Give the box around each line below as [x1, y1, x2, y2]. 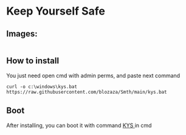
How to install [6, 56, 60, 66]
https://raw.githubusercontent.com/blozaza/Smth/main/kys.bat [6, 89, 167, 95]
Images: [6, 29, 38, 39]
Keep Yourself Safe [6, 4, 105, 18]
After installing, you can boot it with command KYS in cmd [6, 122, 152, 129]
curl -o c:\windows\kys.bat [6, 83, 78, 89]
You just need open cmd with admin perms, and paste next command [6, 72, 181, 79]
